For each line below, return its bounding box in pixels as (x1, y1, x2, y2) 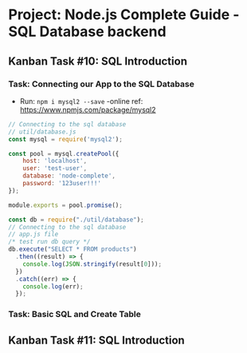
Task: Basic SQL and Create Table (8, 309, 141, 320)
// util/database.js (8, 128, 77, 136)
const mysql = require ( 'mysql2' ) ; (8, 135, 123, 143)
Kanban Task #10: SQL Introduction (8, 54, 187, 68)
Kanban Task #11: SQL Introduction (8, 333, 185, 347)
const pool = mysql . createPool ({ (8, 149, 120, 157)
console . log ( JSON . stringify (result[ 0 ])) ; (22, 260, 162, 268)
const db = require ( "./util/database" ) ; (8, 216, 145, 224)
